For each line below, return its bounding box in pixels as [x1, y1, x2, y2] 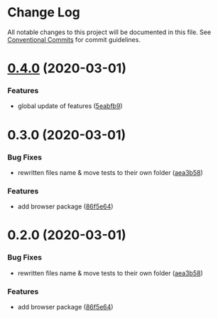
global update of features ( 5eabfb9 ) [17, 102, 123, 110]
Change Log [7, 4, 80, 21]
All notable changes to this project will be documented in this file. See [7, 28, 212, 36]
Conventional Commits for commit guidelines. [7, 35, 141, 43]
